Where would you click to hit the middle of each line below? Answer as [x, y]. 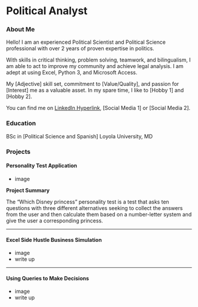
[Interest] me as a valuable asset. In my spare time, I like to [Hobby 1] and [95, 91]
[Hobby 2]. [19, 96]
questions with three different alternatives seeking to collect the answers [95, 208]
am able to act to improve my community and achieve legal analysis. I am [95, 66]
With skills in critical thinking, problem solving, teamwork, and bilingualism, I [98, 60]
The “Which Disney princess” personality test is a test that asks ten [88, 202]
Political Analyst [47, 11]
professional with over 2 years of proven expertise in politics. [80, 49]
